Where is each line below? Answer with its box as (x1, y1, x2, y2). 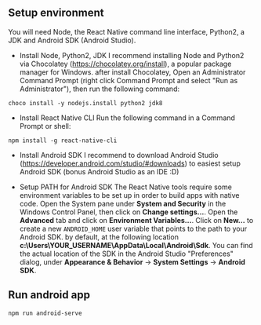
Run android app (8, 288, 90, 301)
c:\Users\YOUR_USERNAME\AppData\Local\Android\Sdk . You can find (19, 240, 253, 250)
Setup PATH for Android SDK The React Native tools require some (19, 182, 233, 192)
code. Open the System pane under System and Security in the (19, 199, 227, 208)
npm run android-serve (8, 309, 82, 317)
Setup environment (8, 6, 104, 20)
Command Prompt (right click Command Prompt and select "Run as (19, 75, 238, 85)
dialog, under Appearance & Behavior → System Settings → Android (19, 257, 245, 266)
